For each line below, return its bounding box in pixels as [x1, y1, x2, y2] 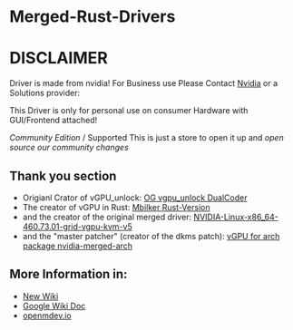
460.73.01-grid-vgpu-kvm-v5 [22, 220, 133, 232]
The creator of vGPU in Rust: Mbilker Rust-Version [22, 201, 210, 212]
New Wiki [22, 290, 59, 301]
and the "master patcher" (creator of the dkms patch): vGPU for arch [22, 230, 280, 241]
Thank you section [9, 168, 117, 183]
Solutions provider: [9, 88, 81, 99]
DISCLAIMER [9, 48, 109, 69]
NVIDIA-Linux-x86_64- [193, 211, 278, 222]
